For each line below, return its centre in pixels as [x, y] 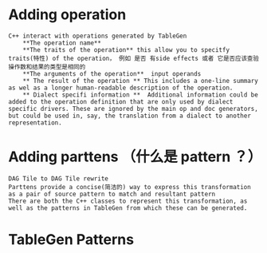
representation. [35, 123]
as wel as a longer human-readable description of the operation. [121, 88]
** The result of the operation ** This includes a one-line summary [141, 81]
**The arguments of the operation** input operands [112, 73]
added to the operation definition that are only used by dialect [121, 101]
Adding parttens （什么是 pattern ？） [135, 157]
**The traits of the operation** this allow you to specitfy [126, 49]
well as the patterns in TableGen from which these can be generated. [128, 208]
